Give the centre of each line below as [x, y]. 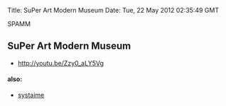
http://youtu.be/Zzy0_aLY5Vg [61, 63]
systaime [31, 95]
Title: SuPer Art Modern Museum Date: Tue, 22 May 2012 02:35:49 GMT [113, 10]
